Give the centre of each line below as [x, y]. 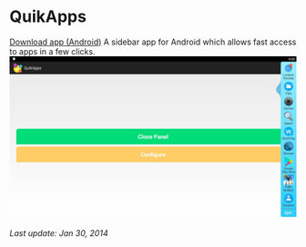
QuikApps [48, 17]
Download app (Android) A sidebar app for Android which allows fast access [153, 42]
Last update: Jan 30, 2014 [59, 233]
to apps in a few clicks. [52, 51]
